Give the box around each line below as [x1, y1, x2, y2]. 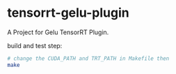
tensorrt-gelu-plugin [7, 5, 130, 21]
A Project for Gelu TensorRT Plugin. [7, 28, 109, 36]
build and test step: [7, 41, 63, 50]
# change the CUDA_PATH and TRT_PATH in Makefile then [7, 54, 170, 62]
